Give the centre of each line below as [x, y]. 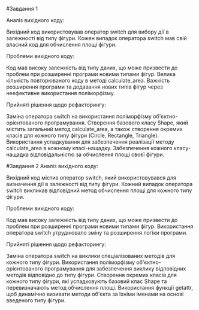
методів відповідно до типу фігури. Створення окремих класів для [91, 275]
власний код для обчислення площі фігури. [61, 45]
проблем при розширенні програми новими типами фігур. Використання [100, 226]
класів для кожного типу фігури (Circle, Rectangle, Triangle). [83, 135]
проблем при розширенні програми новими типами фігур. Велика [91, 74]
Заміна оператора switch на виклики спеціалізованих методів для [91, 256]
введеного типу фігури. [36, 300]
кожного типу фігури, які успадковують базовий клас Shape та [87, 281]
